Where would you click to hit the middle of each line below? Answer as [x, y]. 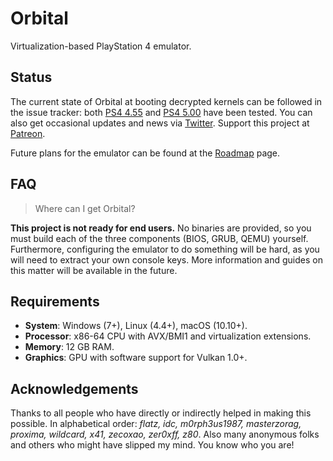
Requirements [55, 301]
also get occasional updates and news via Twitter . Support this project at [160, 123]
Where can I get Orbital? [85, 208]
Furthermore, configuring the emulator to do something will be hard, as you [165, 249]
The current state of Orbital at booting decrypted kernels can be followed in [166, 101]
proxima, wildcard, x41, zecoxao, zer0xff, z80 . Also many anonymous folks [165, 434]
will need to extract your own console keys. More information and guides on [166, 259]
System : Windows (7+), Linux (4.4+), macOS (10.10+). [136, 326]
